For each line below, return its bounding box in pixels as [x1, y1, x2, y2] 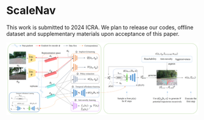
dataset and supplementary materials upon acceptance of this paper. [6, 30, 180, 37]
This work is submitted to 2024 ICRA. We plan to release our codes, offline [6, 24, 194, 31]
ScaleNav [6, 4, 56, 18]
